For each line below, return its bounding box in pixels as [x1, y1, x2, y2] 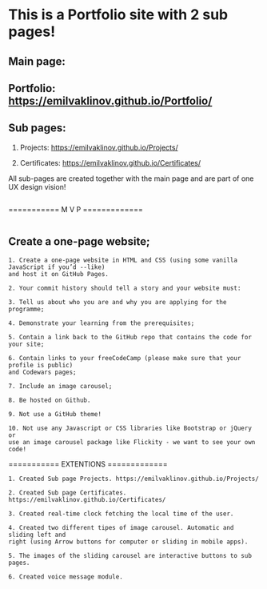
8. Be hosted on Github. [8, 396, 91, 404]
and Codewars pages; [8, 368, 78, 376]
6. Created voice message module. [8, 572, 124, 581]
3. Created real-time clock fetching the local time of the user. [8, 510, 234, 518]
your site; [8, 340, 45, 348]
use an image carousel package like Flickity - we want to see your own [8, 438, 256, 446]
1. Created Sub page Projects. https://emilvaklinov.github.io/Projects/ [8, 475, 260, 483]
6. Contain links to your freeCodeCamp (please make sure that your [8, 354, 241, 362]
